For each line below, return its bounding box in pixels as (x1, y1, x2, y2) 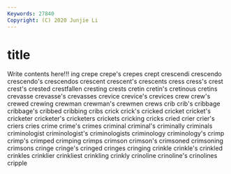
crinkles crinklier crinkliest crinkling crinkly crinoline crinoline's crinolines (7, 152, 218, 160)
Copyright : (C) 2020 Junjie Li (7, 17, 98, 24)
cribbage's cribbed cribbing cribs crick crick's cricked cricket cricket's (7, 107, 211, 115)
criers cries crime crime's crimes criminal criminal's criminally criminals (7, 122, 213, 130)
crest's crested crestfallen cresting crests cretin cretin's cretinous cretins (7, 85, 218, 93)
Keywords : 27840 (7, 10, 54, 17)
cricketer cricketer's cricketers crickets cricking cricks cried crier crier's (7, 115, 215, 123)
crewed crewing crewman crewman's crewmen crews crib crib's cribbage (7, 99, 221, 108)
